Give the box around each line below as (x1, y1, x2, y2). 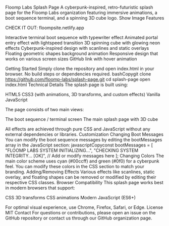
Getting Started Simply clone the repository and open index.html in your (5, 65, 155, 71)
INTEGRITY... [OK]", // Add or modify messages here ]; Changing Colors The (5, 153, 164, 159)
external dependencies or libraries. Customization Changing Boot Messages (5, 131, 164, 137)
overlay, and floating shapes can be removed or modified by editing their (5, 174, 156, 180)
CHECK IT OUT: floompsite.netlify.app (5, 25, 84, 31)
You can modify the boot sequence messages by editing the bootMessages (5, 137, 162, 142)
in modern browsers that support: (5, 185, 75, 191)
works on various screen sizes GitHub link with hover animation (5, 56, 137, 62)
